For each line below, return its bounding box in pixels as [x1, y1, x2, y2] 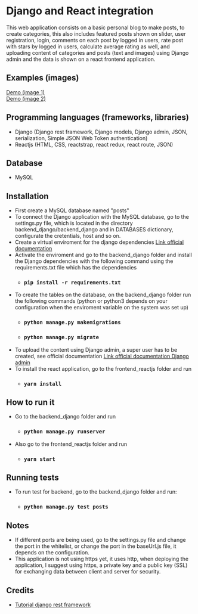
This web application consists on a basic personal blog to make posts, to [6, 24, 185, 31]
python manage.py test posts [23, 504, 109, 510]
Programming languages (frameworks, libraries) [6, 112, 189, 123]
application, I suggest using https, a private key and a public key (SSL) [14, 562, 188, 569]
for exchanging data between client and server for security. [14, 568, 161, 575]
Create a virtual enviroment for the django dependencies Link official [14, 238, 184, 246]
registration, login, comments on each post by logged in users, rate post [6, 36, 184, 44]
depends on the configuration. [14, 549, 89, 556]
